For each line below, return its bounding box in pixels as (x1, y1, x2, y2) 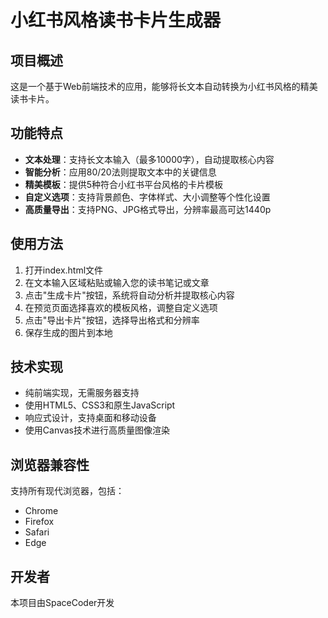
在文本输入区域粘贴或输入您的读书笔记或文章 (24, 276, 210, 288)
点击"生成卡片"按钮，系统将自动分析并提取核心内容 (24, 289, 235, 301)
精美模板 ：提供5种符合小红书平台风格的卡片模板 (24, 178, 224, 190)
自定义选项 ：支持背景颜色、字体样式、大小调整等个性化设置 (24, 191, 271, 203)
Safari (24, 526, 50, 538)
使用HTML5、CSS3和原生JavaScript (24, 399, 176, 411)
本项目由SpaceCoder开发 (10, 597, 115, 609)
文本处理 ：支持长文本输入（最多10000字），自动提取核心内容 (24, 153, 275, 165)
